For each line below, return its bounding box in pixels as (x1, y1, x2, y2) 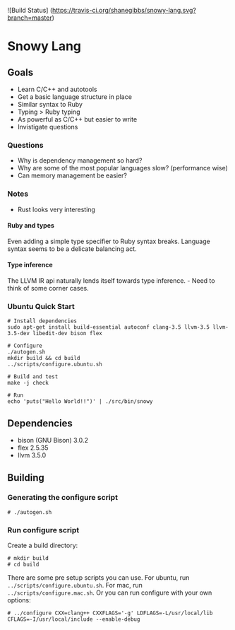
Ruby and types (7, 221, 55, 230)
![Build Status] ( (7, 6, 53, 14)
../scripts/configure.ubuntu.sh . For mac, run (7, 581, 143, 590)
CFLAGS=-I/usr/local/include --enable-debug (7, 616, 140, 623)
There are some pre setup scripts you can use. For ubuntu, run (7, 573, 190, 582)
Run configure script (7, 525, 80, 535)
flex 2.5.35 (17, 443, 49, 452)
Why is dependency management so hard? (17, 156, 143, 165)
